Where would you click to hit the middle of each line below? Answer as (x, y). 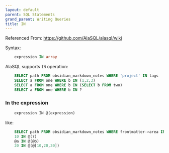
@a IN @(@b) (27, 141)
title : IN (16, 24)
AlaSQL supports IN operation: (37, 67)
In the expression (27, 102)
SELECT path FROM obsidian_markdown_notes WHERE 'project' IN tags (86, 76)
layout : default (22, 10)
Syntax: (13, 48)
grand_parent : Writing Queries (38, 19)
